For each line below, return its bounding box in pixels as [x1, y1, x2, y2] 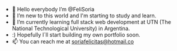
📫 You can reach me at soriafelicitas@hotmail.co [11, 38, 134, 45]
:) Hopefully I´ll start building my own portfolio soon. [11, 31, 140, 38]
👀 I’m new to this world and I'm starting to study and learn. [11, 12, 157, 19]
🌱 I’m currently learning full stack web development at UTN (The [11, 19, 172, 25]
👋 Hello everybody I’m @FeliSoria [11, 6, 95, 13]
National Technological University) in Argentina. [11, 25, 130, 32]
